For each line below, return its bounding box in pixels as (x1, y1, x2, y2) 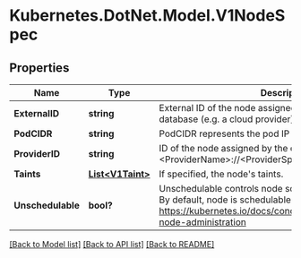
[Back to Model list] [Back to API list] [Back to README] (9, 239, 215, 249)
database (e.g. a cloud (159, 113, 254, 125)
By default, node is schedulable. (159, 193, 294, 206)
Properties (9, 60, 70, 75)
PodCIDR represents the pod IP (159, 127, 290, 140)
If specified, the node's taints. (159, 168, 284, 180)
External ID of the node (159, 102, 256, 114)
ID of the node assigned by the (159, 142, 288, 154)
